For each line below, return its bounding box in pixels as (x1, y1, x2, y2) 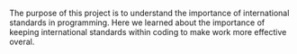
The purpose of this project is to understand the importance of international (9, 8, 290, 18)
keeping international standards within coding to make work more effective (9, 27, 287, 37)
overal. (9, 36, 35, 47)
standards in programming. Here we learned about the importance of (9, 17, 265, 28)
